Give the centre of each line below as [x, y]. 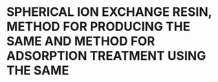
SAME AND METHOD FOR [81, 41]
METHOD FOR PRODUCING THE [98, 27]
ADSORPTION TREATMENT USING [106, 56]
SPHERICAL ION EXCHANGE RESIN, [109, 12]
